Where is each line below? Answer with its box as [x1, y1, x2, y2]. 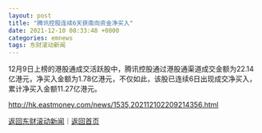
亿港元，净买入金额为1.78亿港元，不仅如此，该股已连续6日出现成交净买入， [8, 74, 257, 84]
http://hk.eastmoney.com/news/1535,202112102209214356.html [8, 100, 219, 110]
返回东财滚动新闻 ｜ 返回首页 [8, 116, 100, 126]
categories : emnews [8, 33, 73, 42]
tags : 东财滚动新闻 [8, 41, 66, 49]
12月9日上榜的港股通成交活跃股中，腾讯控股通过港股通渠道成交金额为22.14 [8, 65, 254, 74]
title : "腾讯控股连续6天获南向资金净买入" [8, 19, 133, 27]
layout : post [8, 11, 52, 20]
